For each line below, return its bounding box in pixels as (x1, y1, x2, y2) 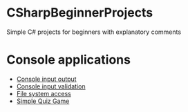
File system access (16, 89, 72, 97)
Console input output (16, 75, 77, 83)
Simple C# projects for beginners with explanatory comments (6, 28, 181, 36)
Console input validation (16, 82, 86, 91)
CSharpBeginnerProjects (6, 5, 153, 21)
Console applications (6, 52, 131, 68)
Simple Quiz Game (16, 97, 70, 105)
